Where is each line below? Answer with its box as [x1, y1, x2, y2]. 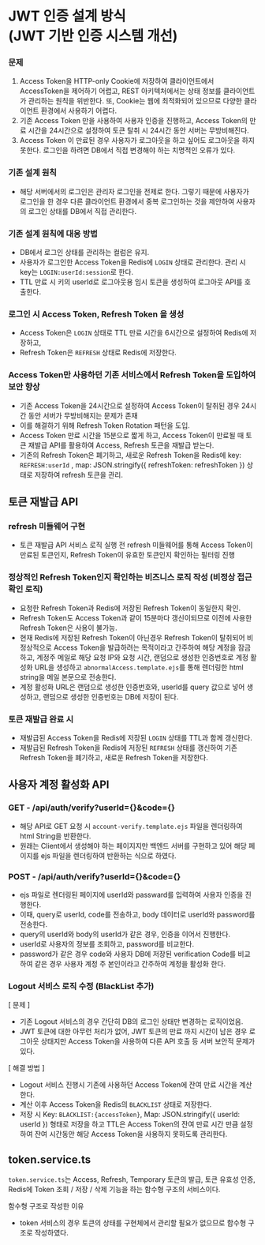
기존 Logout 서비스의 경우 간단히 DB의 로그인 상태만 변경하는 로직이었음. [19, 1017, 244, 1026]
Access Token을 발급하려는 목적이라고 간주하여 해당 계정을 [54, 643, 237, 652]
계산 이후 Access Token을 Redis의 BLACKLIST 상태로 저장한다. [19, 1100, 212, 1109]
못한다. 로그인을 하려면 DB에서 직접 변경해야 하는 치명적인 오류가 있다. [19, 145, 236, 155]
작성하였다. [34, 1228, 69, 1238]
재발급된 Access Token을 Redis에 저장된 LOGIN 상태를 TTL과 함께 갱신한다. [19, 733, 252, 742]
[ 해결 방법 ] [8, 1063, 45, 1073]
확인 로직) [8, 583, 43, 594]
